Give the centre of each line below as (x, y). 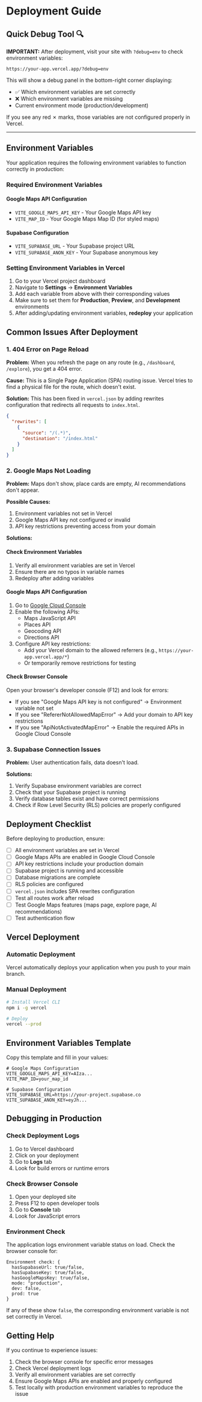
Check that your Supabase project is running (70, 792)
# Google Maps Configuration (43, 1069)
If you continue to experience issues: (52, 1350)
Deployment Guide (54, 11)
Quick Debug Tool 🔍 (45, 34)
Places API (37, 624)
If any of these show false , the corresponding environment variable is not (98, 1310)
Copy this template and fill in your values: (57, 1058)
